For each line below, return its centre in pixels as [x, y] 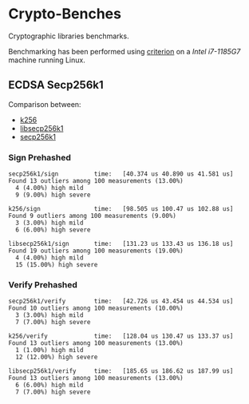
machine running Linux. [47, 60]
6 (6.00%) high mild [49, 385]
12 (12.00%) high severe [57, 357]
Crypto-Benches [65, 14]
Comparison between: [45, 104]
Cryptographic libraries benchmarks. [69, 36]
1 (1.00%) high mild [49, 351]
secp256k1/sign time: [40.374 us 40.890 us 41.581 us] [121, 174]
